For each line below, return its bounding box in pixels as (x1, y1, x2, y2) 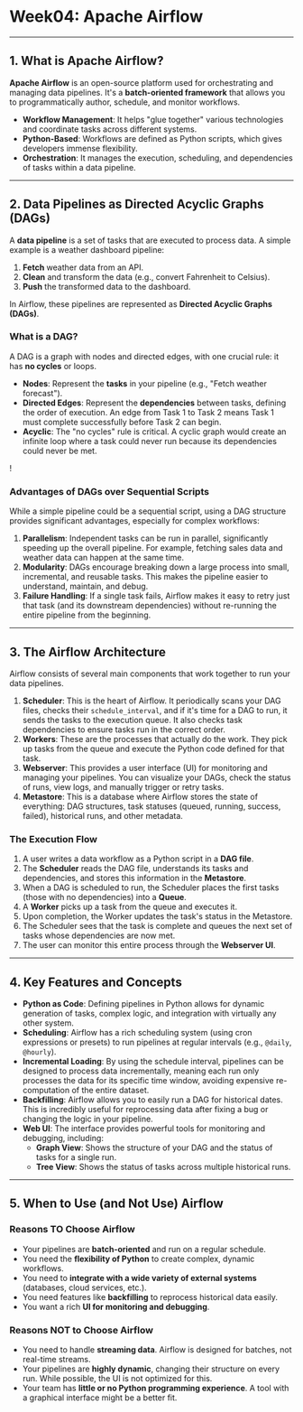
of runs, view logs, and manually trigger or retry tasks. (22, 781, 225, 792)
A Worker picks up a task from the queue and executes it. (22, 901, 237, 913)
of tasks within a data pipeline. (22, 162, 137, 172)
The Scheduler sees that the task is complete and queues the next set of (22, 921, 293, 932)
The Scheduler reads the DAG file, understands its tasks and (22, 863, 249, 874)
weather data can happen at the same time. (22, 553, 185, 563)
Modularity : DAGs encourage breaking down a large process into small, (22, 562, 290, 572)
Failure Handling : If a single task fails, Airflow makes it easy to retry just (22, 590, 290, 601)
